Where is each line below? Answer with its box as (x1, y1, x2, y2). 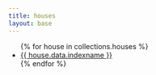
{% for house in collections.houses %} (19, 41, 149, 51)
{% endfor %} (19, 58, 67, 69)
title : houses (8, 11, 57, 20)
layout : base (8, 19, 53, 27)
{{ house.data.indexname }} (19, 50, 113, 60)
